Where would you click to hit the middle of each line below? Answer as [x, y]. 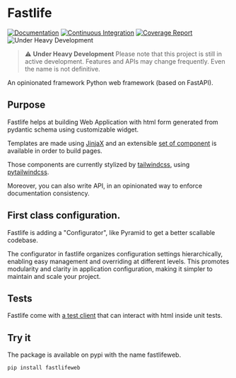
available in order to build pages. [55, 151]
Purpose [26, 105]
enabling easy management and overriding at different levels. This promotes [118, 261]
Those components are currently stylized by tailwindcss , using [99, 164]
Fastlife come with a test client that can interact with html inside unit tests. [115, 316]
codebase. [23, 240]
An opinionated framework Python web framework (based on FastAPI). [110, 82]
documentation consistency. [48, 193]
